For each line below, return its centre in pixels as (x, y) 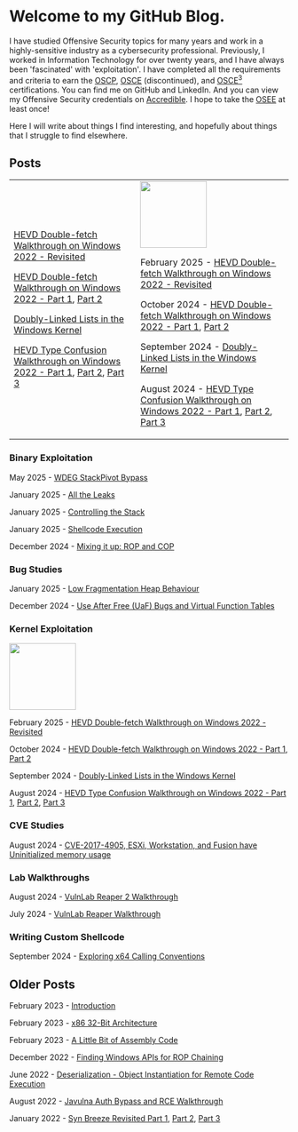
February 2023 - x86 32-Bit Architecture (83, 1023)
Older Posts (42, 984)
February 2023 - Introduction (63, 1005)
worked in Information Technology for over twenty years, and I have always (147, 60)
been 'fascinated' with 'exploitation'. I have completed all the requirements (145, 69)
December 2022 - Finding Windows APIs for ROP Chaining (116, 1057)
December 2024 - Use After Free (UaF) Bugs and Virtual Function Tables (142, 606)
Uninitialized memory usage (60, 854)
